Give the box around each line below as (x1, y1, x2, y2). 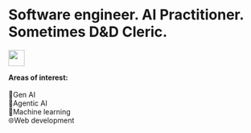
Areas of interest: (8, 73, 68, 82)
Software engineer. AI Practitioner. (8, 6, 244, 24)
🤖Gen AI (8, 89, 36, 99)
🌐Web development (8, 115, 75, 125)
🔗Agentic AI (8, 98, 48, 108)
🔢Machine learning (8, 106, 71, 116)
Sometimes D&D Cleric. (8, 23, 167, 41)
